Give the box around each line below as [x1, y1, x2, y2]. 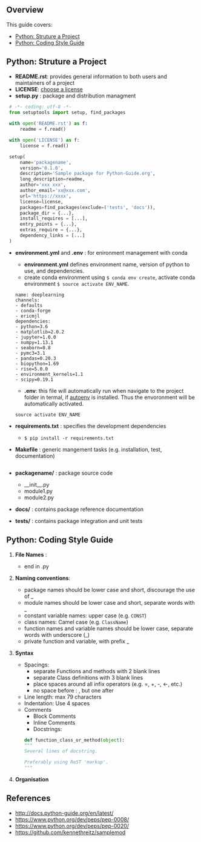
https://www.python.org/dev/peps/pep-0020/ [15, 822, 129, 829]
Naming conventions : [15, 574, 71, 582]
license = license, [19, 199, 64, 205]
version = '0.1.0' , [19, 165, 64, 171]
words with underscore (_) [24, 631, 90, 638]
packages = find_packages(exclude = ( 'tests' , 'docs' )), [19, 204, 156, 211]
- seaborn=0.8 [15, 344, 51, 350]
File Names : [15, 551, 47, 558]
